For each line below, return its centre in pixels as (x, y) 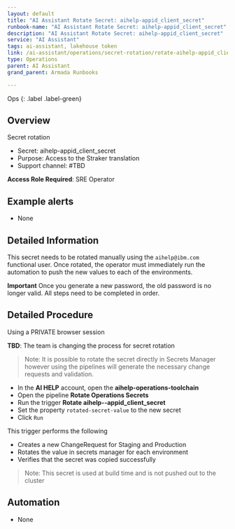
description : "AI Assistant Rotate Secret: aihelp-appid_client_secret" (115, 33)
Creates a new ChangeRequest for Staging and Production (102, 444)
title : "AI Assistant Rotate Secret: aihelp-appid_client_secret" (106, 20)
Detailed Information (53, 240)
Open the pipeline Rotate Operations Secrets (83, 395)
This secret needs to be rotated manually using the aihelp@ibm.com (103, 257)
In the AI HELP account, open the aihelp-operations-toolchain (108, 387)
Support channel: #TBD (51, 166)
